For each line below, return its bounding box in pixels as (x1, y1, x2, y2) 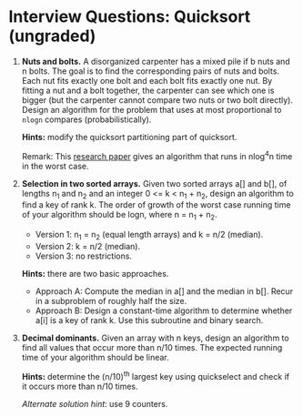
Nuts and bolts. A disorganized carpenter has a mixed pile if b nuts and (21, 56, 290, 66)
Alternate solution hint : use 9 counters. (21, 398, 168, 409)
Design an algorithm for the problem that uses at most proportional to (21, 104, 282, 115)
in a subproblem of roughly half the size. (35, 295, 187, 306)
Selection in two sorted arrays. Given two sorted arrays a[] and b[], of (21, 178, 288, 188)
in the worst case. (21, 160, 89, 171)
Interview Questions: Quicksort (8, 6, 251, 27)
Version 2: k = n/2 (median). (35, 240, 141, 251)
